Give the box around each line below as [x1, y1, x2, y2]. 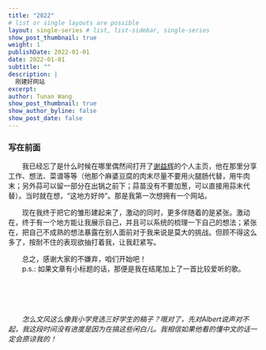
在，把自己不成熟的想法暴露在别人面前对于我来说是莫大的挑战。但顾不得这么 [8, 228, 257, 237]
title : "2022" [8, 11, 55, 20]
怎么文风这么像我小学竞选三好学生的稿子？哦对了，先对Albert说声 [22, 314, 235, 324]
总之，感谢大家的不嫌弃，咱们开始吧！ [22, 254, 147, 264]
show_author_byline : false [8, 107, 97, 115]
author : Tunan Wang [8, 92, 73, 100]
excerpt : [8, 85, 37, 93]
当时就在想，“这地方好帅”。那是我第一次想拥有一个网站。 [24, 191, 212, 201]
